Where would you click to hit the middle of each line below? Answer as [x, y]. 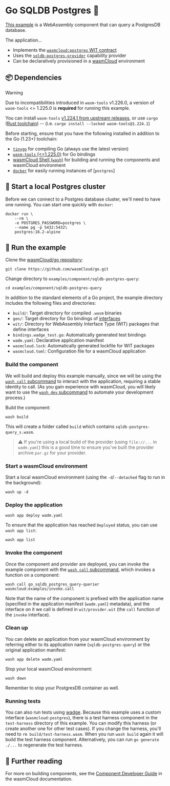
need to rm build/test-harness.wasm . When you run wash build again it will [84, 734]
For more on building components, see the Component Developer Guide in [84, 773]
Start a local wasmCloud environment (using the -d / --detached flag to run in [85, 477]
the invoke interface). [28, 615]
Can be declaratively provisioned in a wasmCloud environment [79, 61]
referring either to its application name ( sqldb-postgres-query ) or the [78, 644]
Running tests [23, 701]
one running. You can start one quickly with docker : [59, 204]
